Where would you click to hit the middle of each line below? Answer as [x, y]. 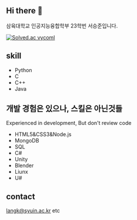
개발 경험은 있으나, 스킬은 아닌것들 [64, 109]
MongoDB [27, 141]
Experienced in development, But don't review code [69, 123]
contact [21, 196]
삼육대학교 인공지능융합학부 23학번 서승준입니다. [62, 26]
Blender [24, 165]
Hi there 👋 [24, 11]
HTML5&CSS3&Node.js [43, 134]
